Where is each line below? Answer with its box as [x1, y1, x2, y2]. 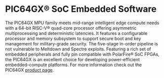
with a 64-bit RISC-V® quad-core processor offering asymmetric [5, 25, 137, 31]
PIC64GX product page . [5, 67, 54, 73]
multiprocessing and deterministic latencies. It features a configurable [5, 30, 148, 36]
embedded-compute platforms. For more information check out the [5, 62, 142, 68]
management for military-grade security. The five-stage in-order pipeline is [5, 40, 158, 46]
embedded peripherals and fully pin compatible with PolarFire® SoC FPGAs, [5, 51, 160, 57]
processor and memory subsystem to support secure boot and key [5, 36, 141, 41]
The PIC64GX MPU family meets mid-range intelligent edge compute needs [5, 20, 160, 26]
